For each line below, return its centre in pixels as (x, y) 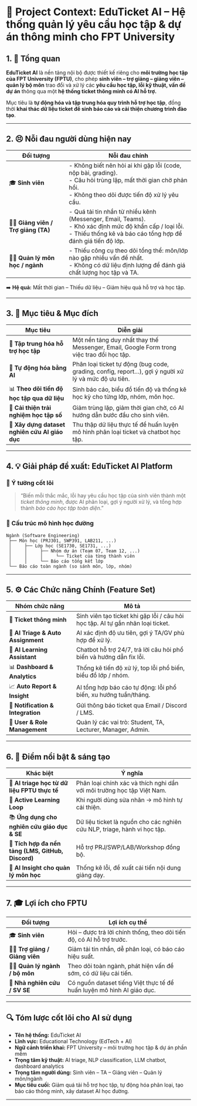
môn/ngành (28, 1078)
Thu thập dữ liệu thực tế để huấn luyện (125, 425)
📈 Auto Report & (33, 687)
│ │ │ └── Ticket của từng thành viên (72, 556)
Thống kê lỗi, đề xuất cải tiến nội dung (128, 868)
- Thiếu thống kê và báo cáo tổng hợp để (125, 233)
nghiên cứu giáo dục (38, 827)
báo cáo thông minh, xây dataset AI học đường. (72, 1091)
